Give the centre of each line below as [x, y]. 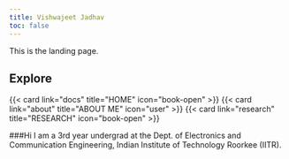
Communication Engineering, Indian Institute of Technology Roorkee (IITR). [145, 145]
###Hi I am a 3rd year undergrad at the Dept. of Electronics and [125, 136]
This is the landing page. [54, 50]
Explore [31, 78]
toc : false [29, 26]
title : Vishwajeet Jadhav [57, 17]
